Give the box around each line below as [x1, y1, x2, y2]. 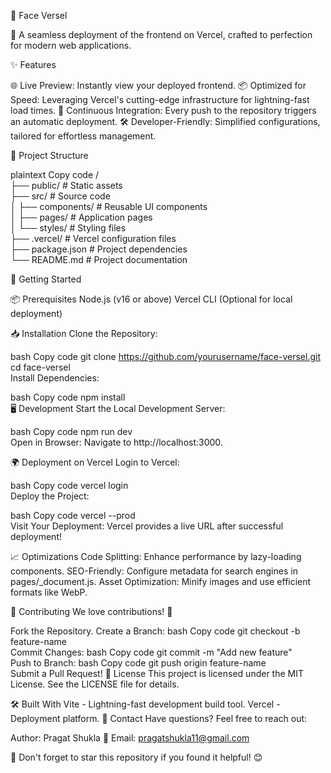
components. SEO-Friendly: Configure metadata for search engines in [10, 565, 298, 577]
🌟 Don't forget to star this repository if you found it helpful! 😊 [10, 751, 263, 763]
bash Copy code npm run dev [10, 426, 133, 437]
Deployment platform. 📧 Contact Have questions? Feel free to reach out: [10, 713, 308, 724]
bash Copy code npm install [10, 391, 126, 403]
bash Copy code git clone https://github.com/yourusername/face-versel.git [10, 351, 322, 362]
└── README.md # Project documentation [10, 254, 188, 265]
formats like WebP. [10, 586, 88, 598]
